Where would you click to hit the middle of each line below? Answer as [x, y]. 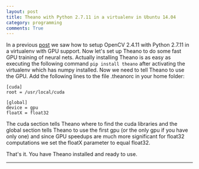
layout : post [22, 12]
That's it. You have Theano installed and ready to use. [72, 154]
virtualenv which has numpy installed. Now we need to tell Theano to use [95, 70]
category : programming [34, 22]
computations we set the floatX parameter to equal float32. [78, 143]
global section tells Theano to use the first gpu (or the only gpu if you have [97, 130]
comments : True [25, 28]
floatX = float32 [28, 113]
